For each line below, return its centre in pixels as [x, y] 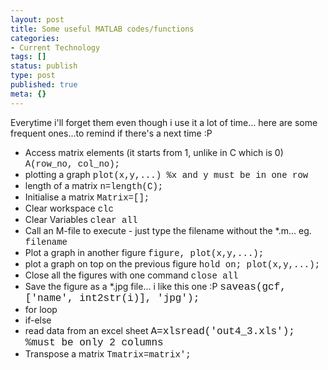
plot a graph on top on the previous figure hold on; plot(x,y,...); [172, 263]
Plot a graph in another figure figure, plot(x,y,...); [144, 252]
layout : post [37, 19]
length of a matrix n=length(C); [94, 185]
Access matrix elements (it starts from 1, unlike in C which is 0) [154, 152]
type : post [33, 76]
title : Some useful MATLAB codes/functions [102, 29]
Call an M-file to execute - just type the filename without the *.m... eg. [168, 230]
